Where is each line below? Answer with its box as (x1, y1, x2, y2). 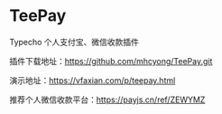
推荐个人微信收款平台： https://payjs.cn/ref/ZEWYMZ (9, 94, 206, 105)
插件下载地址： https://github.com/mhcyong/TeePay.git (9, 55, 213, 66)
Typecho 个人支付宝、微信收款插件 (9, 36, 140, 47)
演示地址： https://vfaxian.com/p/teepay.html (9, 74, 176, 86)
